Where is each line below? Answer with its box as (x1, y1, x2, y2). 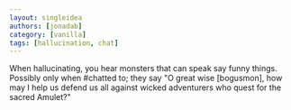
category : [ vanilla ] (9, 30, 87, 39)
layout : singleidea (9, 13, 83, 23)
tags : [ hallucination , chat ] (9, 38, 119, 48)
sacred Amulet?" (9, 92, 71, 103)
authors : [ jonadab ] (9, 22, 83, 31)
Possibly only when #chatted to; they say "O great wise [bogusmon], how (9, 73, 283, 84)
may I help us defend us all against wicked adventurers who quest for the (9, 82, 282, 93)
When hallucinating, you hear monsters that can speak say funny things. (9, 63, 277, 74)
